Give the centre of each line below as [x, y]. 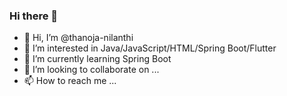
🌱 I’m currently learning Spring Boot [97, 59]
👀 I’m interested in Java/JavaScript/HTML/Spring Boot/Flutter [150, 48]
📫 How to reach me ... [70, 81]
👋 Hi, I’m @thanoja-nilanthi [78, 38]
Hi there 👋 [34, 16]
